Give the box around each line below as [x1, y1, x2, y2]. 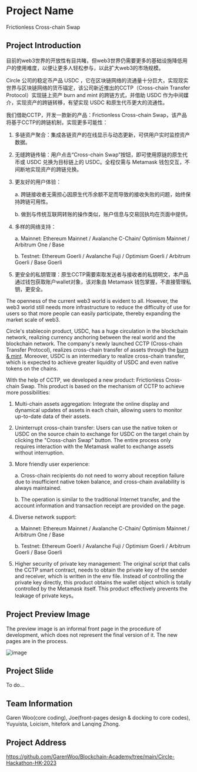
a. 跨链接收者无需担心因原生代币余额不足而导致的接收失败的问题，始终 [14, 191, 186, 198]
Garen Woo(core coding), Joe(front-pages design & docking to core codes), [6, 714, 191, 721]
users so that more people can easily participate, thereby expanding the [6, 310, 181, 317]
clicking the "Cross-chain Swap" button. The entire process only [14, 436, 172, 443]
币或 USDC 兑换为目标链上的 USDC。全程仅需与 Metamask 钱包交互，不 [14, 158, 190, 165]
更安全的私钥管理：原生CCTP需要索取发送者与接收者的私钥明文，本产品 [14, 270, 189, 278]
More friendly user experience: [14, 460, 90, 467]
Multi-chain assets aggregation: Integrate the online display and [14, 400, 169, 407]
